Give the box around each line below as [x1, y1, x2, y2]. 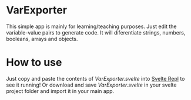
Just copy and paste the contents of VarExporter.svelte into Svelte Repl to [6, 75, 185, 82]
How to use [6, 56, 62, 69]
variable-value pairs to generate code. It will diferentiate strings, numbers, [6, 29, 186, 36]
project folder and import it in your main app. [6, 87, 115, 94]
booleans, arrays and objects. [6, 35, 78, 42]
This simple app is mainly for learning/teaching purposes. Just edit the [6, 23, 177, 30]
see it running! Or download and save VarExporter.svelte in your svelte [6, 81, 177, 88]
